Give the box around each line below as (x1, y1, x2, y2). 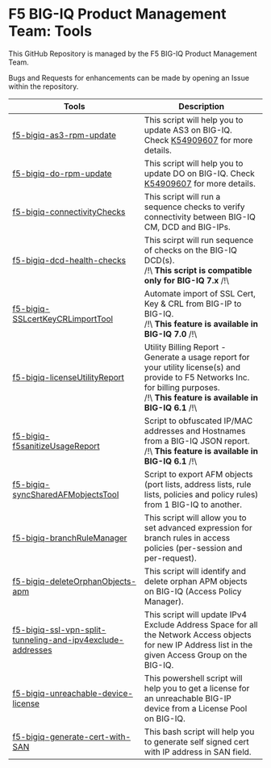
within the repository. (8, 82, 79, 91)
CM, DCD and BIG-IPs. (144, 221, 231, 233)
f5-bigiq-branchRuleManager (12, 532, 127, 543)
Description (178, 100, 225, 111)
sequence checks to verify (144, 201, 245, 212)
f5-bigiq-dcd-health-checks (12, 254, 127, 266)
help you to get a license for (144, 682, 250, 694)
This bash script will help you (144, 726, 255, 737)
